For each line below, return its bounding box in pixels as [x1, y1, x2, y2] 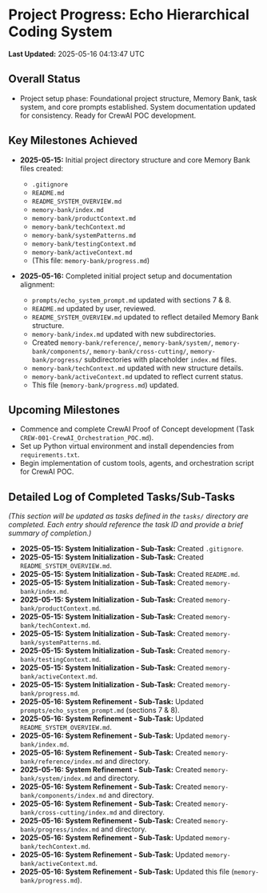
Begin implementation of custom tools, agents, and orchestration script [19, 459, 254, 468]
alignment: [19, 279, 55, 289]
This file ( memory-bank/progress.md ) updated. [31, 380, 179, 390]
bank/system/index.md [19, 775, 92, 783]
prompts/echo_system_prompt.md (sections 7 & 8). [19, 706, 180, 715]
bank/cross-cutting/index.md [19, 809, 118, 817]
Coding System [8, 22, 113, 41]
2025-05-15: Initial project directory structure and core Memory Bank [19, 154, 250, 165]
